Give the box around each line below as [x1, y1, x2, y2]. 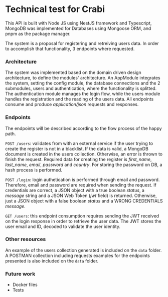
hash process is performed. [5, 166, 63, 173]
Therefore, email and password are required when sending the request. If [5, 181, 157, 188]
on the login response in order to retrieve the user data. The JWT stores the [5, 218, 161, 224]
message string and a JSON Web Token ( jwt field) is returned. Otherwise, [5, 192, 157, 198]
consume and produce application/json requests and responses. [5, 101, 139, 107]
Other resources [5, 236, 46, 243]
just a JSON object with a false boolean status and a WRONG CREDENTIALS [5, 197, 163, 203]
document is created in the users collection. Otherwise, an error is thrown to [5, 151, 163, 157]
